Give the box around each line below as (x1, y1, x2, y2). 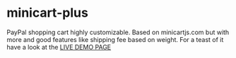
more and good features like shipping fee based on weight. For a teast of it (6, 35, 224, 43)
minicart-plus (6, 5, 89, 21)
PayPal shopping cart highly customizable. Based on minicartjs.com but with (6, 28, 230, 36)
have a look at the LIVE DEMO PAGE (6, 43, 112, 51)
